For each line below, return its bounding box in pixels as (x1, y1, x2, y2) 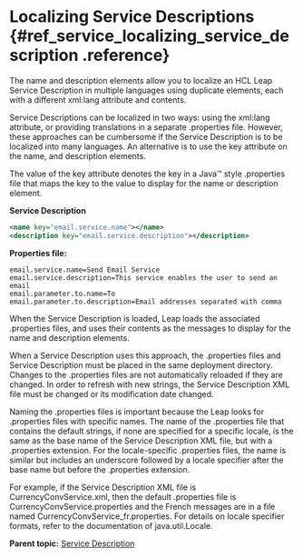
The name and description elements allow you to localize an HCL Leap (9, 75, 273, 85)
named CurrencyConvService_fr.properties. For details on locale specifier (9, 511, 285, 522)
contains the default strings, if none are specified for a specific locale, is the (9, 425, 294, 436)
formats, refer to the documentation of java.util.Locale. (9, 520, 213, 531)
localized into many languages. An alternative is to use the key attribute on (9, 141, 288, 152)
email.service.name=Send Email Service (9, 265, 161, 274)
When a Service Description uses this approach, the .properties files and (9, 350, 281, 361)
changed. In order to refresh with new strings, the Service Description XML (9, 379, 290, 390)
